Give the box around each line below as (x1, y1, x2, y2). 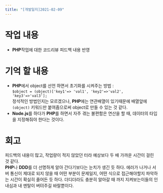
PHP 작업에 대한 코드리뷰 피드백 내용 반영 (12, 47, 90, 53)
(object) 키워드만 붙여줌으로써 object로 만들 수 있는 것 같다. (12, 104, 128, 110)
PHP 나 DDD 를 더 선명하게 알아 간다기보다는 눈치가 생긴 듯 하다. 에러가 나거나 (5, 164, 151, 171)
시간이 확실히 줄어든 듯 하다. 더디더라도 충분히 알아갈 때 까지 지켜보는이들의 (10, 176, 153, 183)
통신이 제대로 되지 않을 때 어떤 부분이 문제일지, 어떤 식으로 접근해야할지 (10, 171, 145, 176)
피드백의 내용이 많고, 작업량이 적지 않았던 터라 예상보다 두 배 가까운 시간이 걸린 (5, 152, 154, 158)
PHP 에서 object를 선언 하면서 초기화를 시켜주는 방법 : (12, 82, 114, 88)
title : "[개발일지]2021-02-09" (5, 7, 65, 12)
